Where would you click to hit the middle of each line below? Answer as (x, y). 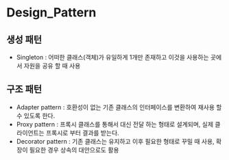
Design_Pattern (51, 13)
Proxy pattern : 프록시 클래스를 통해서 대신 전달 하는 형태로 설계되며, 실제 (115, 124)
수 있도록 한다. (36, 116)
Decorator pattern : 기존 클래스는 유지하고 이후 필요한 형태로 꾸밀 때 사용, (115, 141)
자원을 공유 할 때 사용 (52, 66)
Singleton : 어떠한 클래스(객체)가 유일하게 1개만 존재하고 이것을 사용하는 (113, 57)
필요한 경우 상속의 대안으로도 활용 (74, 150)
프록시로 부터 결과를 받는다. (83, 133)
